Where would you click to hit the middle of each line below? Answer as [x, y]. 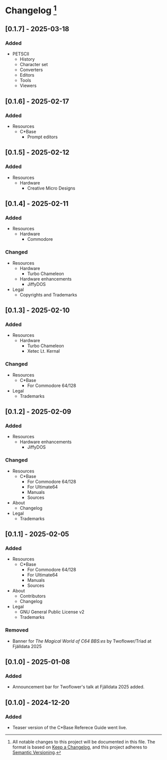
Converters [31, 70]
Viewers [28, 86]
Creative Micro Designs [51, 188]
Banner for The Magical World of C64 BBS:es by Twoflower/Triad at [82, 641]
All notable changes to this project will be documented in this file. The [84, 742]
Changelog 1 [31, 10]
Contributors [33, 596]
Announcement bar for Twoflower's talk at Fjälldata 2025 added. [79, 687]
